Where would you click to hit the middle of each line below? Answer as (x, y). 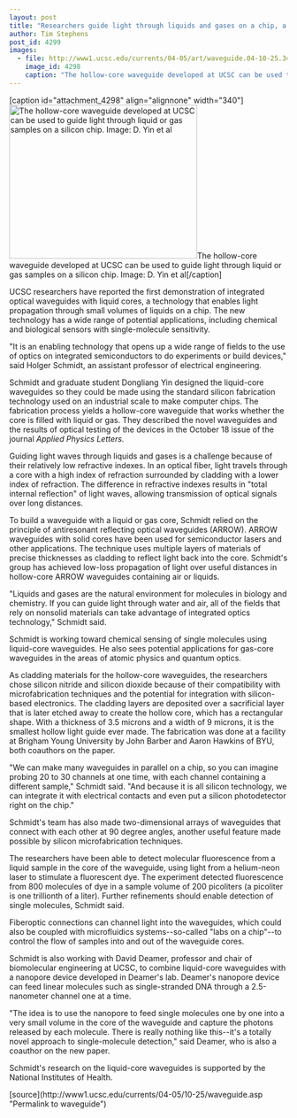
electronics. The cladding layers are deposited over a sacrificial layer (159, 703)
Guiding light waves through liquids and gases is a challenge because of (141, 456)
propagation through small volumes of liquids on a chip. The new (127, 310)
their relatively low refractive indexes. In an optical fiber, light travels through (148, 465)
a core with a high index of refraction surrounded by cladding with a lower (144, 474)
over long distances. (46, 503)
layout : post (33, 17)
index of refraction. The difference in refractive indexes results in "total (138, 484)
